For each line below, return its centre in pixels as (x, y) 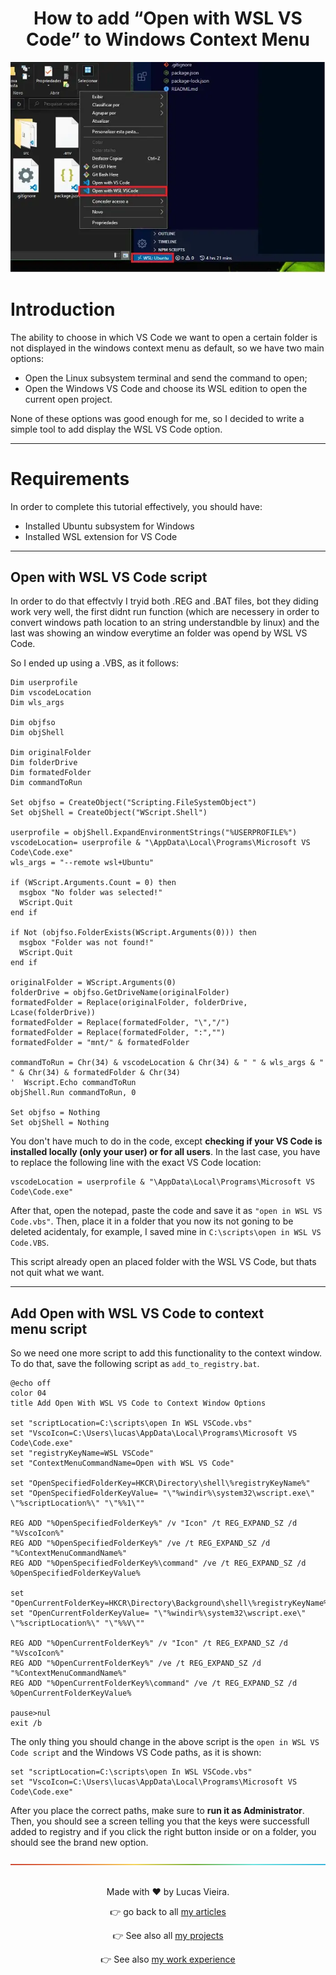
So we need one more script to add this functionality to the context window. (166, 1353)
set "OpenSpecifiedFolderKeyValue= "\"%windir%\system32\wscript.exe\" (162, 1493)
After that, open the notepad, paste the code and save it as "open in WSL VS (166, 1211)
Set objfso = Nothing (55, 1113)
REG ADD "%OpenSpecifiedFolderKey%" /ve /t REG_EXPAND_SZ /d (140, 1543)
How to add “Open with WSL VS (168, 18)
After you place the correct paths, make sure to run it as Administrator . (157, 1811)
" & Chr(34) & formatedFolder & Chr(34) (96, 1073)
